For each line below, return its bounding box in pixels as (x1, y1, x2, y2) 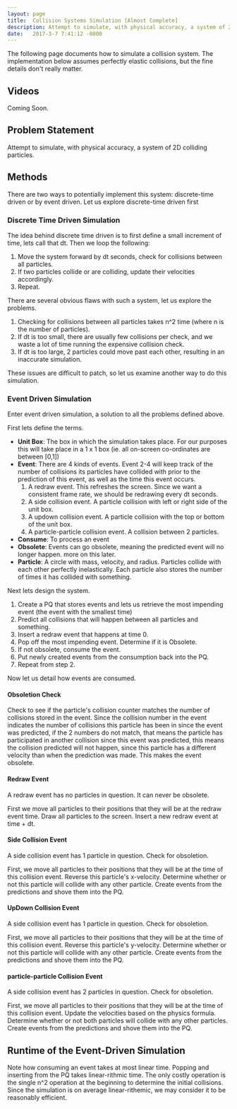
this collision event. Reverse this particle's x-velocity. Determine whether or (7, 872, 227, 881)
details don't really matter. (7, 64, 83, 73)
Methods (7, 171, 48, 183)
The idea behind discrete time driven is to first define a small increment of (7, 231, 222, 239)
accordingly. (17, 275, 54, 283)
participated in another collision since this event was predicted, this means (7, 736, 224, 745)
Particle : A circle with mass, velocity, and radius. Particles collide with (17, 558, 221, 566)
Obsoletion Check (7, 690, 61, 699)
